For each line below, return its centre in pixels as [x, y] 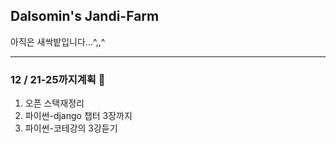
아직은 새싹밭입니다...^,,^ [58, 41]
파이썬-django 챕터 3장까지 [78, 116]
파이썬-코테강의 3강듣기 [71, 128]
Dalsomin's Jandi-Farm [85, 16]
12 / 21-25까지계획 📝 [58, 79]
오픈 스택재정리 [54, 103]
